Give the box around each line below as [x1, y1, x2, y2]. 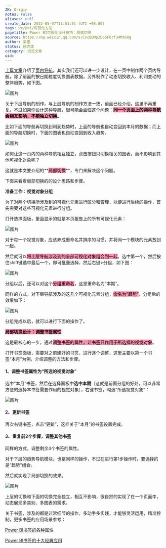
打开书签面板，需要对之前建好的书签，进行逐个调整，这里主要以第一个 [5, 350, 148, 356]
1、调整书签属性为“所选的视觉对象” [5, 368, 77, 374]
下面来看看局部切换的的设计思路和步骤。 [5, 178, 87, 184]
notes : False [5, 12, 32, 17]
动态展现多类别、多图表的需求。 [5, 500, 70, 505]
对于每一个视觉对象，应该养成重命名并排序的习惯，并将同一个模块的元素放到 [5, 237, 161, 243]
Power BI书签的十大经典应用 [5, 537, 63, 543]
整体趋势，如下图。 [5, 80, 44, 86]
